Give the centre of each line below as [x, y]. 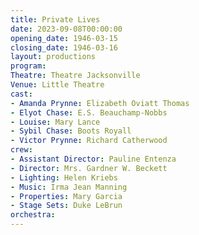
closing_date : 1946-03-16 [64, 47]
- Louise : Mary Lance [55, 122]
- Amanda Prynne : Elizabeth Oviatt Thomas [100, 103]
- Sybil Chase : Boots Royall [71, 131]
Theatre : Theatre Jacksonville [75, 76]
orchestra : [33, 215]
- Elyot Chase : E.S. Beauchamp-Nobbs [89, 112]
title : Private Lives [55, 19]
